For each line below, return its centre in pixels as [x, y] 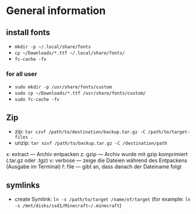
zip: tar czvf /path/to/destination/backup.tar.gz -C [80, 132]
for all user [22, 74]
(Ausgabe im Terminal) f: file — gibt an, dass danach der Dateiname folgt [94, 167]
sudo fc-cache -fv [37, 100]
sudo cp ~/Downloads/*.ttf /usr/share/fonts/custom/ [80, 94]
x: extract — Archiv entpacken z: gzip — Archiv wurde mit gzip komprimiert [97, 154]
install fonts [28, 32]
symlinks [23, 185]
